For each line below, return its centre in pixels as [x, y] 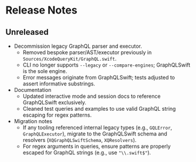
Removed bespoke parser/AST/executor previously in [87, 52]
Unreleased [27, 32]
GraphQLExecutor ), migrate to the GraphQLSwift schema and [95, 134]
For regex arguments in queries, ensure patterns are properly [97, 146]
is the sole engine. [45, 71]
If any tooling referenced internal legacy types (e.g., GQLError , [97, 128]
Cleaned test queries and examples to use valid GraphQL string [99, 109]
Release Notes [41, 10]
